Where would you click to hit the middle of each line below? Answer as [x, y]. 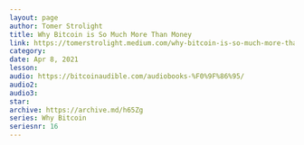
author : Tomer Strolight [56, 26]
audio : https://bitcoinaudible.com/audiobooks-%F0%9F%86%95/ [127, 77]
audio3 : [24, 93]
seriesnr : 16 [34, 127]
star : [19, 101]
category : [28, 51]
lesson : [24, 68]
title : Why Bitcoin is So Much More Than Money [101, 34]
